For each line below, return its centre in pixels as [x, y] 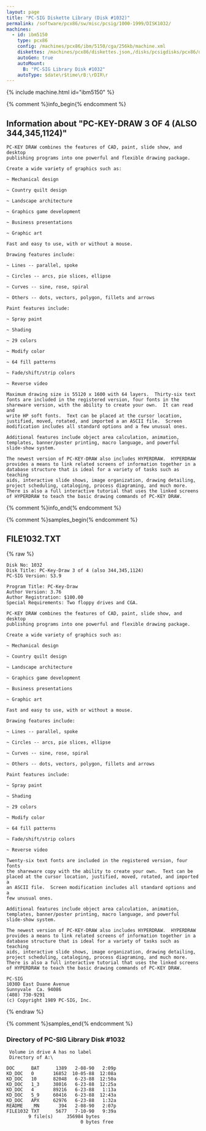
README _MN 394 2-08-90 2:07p [61, 1106]
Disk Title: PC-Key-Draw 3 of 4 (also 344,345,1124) [75, 570]
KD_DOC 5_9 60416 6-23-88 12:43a [61, 1095]
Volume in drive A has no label [50, 1052]
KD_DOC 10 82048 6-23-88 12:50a [61, 1079]
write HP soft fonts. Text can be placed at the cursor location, [94, 416]
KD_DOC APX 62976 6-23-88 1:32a [61, 1101]
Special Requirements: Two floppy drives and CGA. [72, 602]
